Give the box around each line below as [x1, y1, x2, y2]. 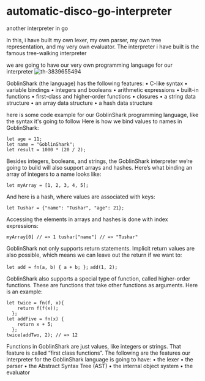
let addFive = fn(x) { [6, 315, 64, 322]
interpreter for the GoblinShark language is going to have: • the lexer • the [6, 355, 194, 363]
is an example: [6, 288, 43, 295]
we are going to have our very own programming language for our [6, 61, 173, 69]
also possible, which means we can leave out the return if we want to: [6, 251, 182, 258]
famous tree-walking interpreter [6, 49, 87, 56]
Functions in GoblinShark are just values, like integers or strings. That [6, 342, 182, 350]
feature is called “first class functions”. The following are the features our [6, 349, 191, 356]
